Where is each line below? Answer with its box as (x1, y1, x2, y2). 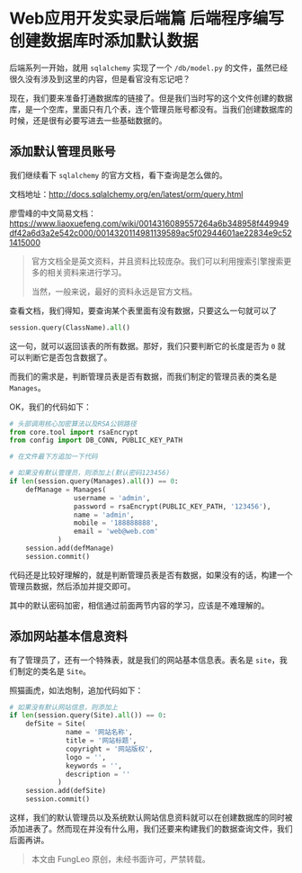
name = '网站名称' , (66, 728, 133, 737)
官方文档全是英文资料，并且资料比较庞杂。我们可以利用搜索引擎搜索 (31, 256, 284, 266)
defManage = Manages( (25, 485, 106, 494)
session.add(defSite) (25, 787, 106, 796)
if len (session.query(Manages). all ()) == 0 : (9, 477, 179, 486)
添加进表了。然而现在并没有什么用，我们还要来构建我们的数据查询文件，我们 (9, 823, 293, 834)
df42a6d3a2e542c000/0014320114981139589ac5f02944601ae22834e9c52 (9, 227, 292, 238)
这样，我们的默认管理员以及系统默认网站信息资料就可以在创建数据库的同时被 (9, 812, 293, 823)
